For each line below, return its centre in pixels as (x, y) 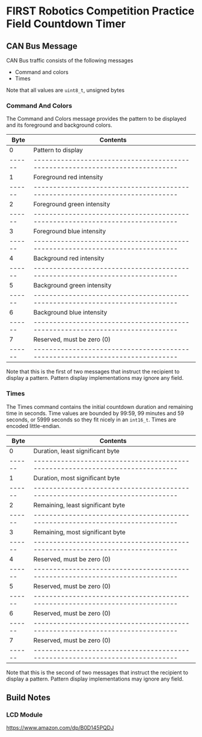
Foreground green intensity (72, 204)
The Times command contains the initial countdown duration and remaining (100, 406)
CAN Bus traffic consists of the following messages (70, 60)
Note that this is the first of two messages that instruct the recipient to (93, 372)
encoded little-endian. (34, 426)
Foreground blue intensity (70, 231)
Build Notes (29, 698)
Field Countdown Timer (66, 24)
